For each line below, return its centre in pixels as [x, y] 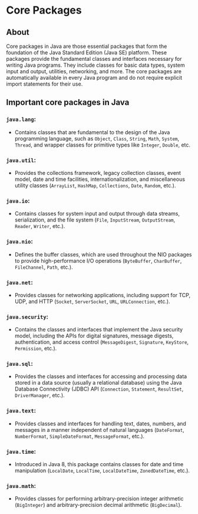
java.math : [21, 486]
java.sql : [20, 364]
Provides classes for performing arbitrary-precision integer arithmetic [99, 499]
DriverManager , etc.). [39, 395]
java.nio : [20, 242]
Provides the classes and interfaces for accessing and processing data [101, 376]
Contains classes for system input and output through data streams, [97, 214]
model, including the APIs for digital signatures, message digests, [94, 336]
